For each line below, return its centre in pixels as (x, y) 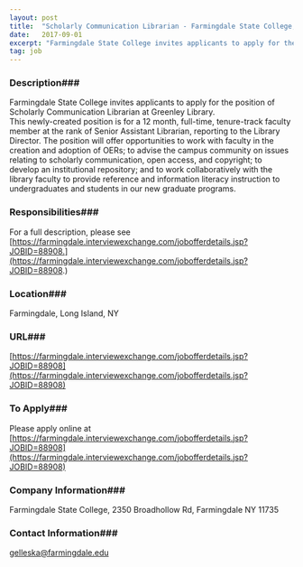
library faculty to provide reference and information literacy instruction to (145, 179)
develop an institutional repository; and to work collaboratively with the (141, 170)
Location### (38, 293)
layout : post (34, 18)
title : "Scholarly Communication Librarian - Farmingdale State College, (153, 26)
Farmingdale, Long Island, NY (64, 313)
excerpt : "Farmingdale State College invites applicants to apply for (145, 43)
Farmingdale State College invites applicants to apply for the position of (142, 102)
